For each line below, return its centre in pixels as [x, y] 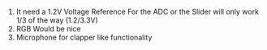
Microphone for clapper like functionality [84, 37]
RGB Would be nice [48, 29]
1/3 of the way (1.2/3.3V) [57, 20]
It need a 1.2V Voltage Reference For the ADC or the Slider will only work [138, 12]
